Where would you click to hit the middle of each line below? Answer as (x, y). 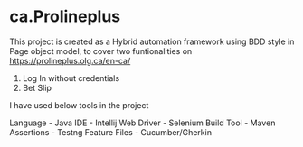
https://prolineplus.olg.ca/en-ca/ (70, 60)
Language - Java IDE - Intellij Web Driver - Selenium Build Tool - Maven (142, 123)
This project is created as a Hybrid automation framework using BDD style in (152, 41)
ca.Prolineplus (65, 17)
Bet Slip (37, 87)
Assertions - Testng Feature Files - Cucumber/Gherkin (111, 132)
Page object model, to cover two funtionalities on (101, 51)
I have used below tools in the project (79, 105)
